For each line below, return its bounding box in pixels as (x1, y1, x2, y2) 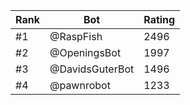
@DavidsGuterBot (49, 62, 135, 76)
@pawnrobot (49, 79, 111, 92)
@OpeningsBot (49, 46, 122, 59)
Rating (143, 13, 176, 26)
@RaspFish (49, 30, 103, 43)
